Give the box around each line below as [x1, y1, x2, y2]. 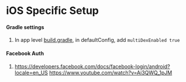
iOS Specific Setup [6, 4, 99, 17]
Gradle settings [6, 23, 44, 30]
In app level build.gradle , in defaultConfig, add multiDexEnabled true [14, 37, 180, 44]
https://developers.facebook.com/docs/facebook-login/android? [14, 63, 171, 70]
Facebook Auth [6, 49, 44, 56]
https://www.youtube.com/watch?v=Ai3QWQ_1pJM [49, 69, 173, 76]
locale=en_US [14, 69, 49, 76]
